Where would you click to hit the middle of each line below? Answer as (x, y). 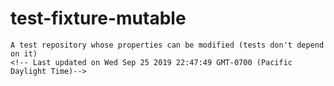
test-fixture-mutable (98, 18)
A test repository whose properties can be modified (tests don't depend (167, 45)
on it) (24, 53)
